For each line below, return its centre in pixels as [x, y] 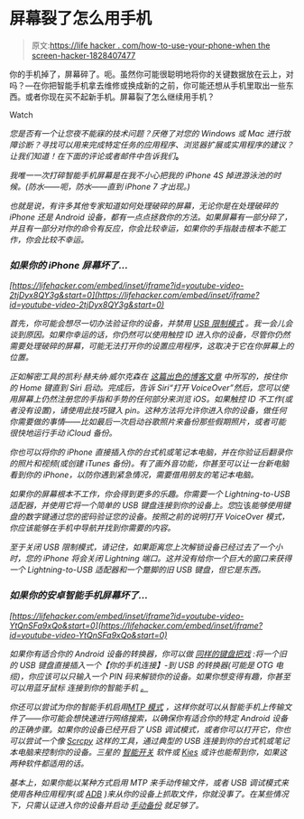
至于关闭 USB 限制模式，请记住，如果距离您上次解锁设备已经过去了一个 [142, 547]
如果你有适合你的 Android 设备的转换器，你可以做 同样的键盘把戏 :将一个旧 [148, 654]
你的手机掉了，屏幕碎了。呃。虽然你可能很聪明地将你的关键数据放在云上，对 [152, 74]
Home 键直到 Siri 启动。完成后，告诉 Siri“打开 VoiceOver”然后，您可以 [150, 388]
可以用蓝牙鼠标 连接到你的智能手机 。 [79, 687]
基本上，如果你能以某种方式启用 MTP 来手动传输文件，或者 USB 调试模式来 [149, 782]
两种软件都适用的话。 [49, 763]
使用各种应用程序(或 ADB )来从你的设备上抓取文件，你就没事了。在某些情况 [149, 794]
